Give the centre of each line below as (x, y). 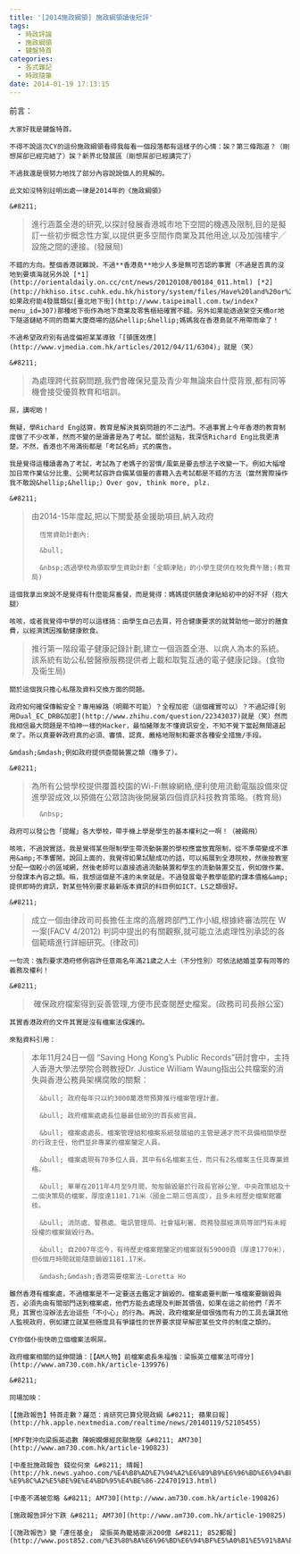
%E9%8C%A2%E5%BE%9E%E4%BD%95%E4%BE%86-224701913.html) (113, 1481)
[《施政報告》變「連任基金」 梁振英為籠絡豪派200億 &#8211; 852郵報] (123, 1533)
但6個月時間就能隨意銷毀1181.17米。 (90, 1259)
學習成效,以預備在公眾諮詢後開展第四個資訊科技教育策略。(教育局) (161, 797)
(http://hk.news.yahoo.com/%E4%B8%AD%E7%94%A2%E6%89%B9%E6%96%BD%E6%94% (147, 1473)
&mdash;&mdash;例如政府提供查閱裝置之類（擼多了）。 (96, 752)
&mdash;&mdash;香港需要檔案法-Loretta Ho (113, 1276)
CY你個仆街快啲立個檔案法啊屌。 (60, 1340)
